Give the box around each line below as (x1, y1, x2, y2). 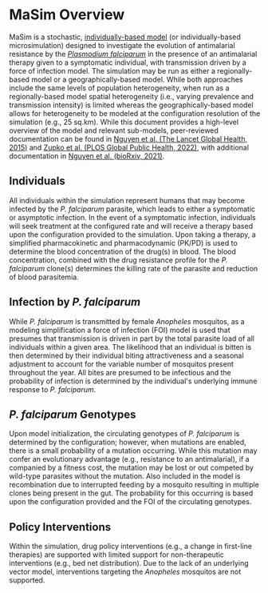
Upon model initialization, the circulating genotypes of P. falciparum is (9, 429, 240, 439)
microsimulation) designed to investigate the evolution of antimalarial (9, 40, 235, 50)
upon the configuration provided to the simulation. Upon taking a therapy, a (9, 230, 256, 239)
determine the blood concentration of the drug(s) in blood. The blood (9, 246, 236, 256)
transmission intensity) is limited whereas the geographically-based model (9, 100, 254, 110)
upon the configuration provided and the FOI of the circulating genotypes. (9, 497, 252, 507)
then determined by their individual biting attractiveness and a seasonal (9, 351, 244, 360)
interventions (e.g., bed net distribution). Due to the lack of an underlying (9, 559, 249, 568)
